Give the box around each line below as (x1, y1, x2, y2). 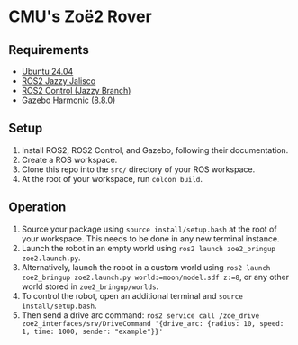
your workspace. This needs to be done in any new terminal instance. (21, 232, 280, 244)
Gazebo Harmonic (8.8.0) (21, 95, 116, 105)
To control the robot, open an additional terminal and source (21, 290, 244, 301)
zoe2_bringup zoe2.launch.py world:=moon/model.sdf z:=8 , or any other (21, 271, 290, 282)
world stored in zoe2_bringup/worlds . (21, 281, 159, 292)
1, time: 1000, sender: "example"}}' (21, 327, 164, 336)
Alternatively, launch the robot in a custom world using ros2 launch (21, 261, 271, 272)
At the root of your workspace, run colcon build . (21, 173, 203, 184)
